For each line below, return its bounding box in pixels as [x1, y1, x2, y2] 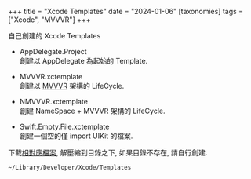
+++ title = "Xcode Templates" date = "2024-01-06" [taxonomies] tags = [8, 7, 244, 16]
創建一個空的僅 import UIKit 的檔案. [19, 131, 133, 141]
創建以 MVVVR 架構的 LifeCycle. [19, 82, 125, 90]
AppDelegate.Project [19, 47, 88, 56]
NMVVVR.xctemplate [19, 97, 89, 106]
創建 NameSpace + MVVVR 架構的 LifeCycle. [19, 106, 166, 115]
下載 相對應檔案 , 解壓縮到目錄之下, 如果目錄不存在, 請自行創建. [8, 148, 208, 157]
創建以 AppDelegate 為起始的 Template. [19, 57, 148, 65]
